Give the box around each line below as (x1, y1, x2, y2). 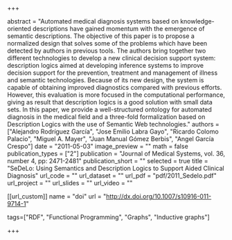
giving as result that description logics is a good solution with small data (7, 98, 213, 106)
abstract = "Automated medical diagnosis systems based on (7, 17, 179, 25)
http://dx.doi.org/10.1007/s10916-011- (106, 192, 212, 201)
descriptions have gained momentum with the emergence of (32, 25, 205, 33)
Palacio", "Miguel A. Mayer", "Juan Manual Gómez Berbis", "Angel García (7, 135, 215, 142)
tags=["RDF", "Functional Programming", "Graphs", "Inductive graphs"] (7, 213, 210, 221)
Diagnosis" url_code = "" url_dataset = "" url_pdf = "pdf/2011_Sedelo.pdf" (7, 172, 217, 180)
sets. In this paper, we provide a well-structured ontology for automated (7, 105, 213, 113)
